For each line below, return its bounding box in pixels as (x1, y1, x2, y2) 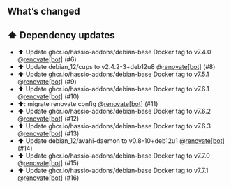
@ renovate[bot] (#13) (17, 129, 80, 138)
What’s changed (7, 6, 80, 17)
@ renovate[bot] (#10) (17, 92, 80, 100)
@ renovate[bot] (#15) (17, 159, 79, 167)
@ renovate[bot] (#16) (17, 174, 80, 182)
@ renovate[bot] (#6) (17, 55, 77, 63)
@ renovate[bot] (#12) (17, 114, 80, 123)
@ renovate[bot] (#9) (17, 77, 77, 86)
